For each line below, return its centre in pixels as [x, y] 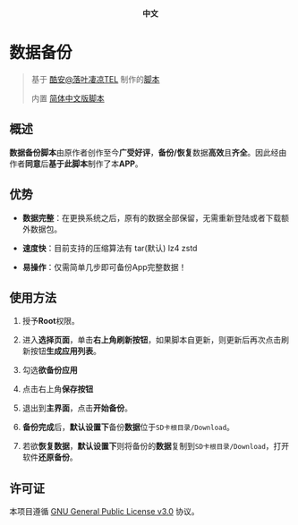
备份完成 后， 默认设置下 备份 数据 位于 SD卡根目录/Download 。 [128, 428]
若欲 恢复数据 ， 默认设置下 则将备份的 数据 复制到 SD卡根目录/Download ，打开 [156, 446]
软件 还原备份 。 [50, 457]
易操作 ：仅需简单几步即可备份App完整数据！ [104, 267]
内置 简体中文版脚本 [68, 98]
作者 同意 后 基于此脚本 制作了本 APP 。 [76, 164]
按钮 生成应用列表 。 [65, 351]
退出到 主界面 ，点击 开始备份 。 [77, 408]
